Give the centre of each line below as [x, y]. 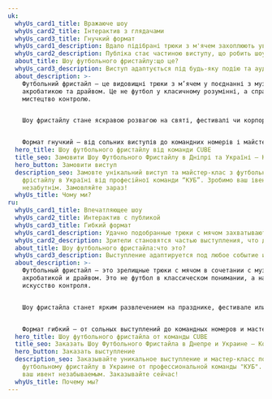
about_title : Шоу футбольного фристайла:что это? [100, 248]
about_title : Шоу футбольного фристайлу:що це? [97, 62]
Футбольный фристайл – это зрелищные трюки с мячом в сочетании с [137, 271]
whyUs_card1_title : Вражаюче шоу [71, 24]
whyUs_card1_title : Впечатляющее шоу [79, 210]
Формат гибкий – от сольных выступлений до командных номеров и [133, 329]
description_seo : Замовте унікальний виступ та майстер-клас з [124, 172]
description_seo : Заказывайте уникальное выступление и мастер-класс [135, 359]
